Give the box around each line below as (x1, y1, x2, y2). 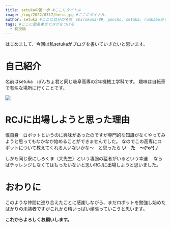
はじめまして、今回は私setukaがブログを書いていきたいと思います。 (5, 41, 148, 47)
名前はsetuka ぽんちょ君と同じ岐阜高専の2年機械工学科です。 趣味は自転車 (5, 78, 166, 84)
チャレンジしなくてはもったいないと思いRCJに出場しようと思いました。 (9, 162, 161, 168)
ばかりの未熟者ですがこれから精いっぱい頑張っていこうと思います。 (5, 206, 148, 212)
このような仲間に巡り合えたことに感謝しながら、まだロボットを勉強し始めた (5, 199, 166, 205)
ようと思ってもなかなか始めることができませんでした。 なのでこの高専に (5, 138, 158, 144)
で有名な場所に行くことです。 (5, 85, 68, 91)
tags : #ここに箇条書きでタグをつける (5, 21, 75, 27)
